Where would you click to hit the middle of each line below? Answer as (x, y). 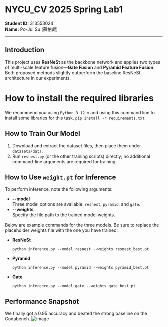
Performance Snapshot (42, 302)
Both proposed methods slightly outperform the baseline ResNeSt (73, 73)
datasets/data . (28, 151)
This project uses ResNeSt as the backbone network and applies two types (83, 62)
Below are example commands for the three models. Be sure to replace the (82, 225)
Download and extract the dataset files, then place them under (77, 145)
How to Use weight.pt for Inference (61, 177)
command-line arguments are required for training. (65, 161)
